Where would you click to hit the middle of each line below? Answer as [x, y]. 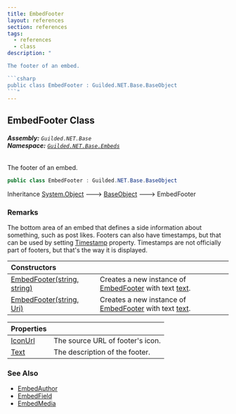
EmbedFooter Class [51, 120]
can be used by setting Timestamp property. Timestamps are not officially [114, 243]
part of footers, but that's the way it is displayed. [77, 250]
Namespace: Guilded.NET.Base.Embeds [64, 146]
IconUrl [23, 341]
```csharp [22, 78]
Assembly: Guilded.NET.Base [50, 138]
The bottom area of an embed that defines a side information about [105, 228]
